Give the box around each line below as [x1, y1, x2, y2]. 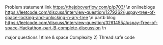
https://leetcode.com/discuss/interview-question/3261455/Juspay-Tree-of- [5, 20, 158, 25]
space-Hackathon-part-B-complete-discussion [5, 25, 101, 31]
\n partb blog [89, 15, 116, 20]
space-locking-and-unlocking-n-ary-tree [5, 15, 88, 20]
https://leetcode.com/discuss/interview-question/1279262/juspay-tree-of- [5, 9, 156, 15]
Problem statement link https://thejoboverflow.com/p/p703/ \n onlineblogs [5, 4, 156, 10]
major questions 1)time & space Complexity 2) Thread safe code [5, 34, 135, 40]
